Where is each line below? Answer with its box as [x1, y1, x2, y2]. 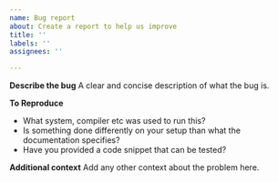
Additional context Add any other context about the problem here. [9, 162, 260, 173]
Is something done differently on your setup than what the [22, 125, 242, 136]
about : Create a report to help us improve [9, 22, 178, 31]
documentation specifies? [22, 135, 120, 146]
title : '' [9, 30, 47, 39]
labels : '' [9, 38, 51, 48]
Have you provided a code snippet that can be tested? [22, 145, 227, 156]
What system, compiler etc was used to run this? [22, 116, 206, 126]
